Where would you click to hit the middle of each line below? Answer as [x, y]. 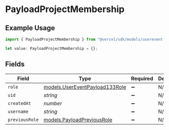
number [53, 103]
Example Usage [30, 28]
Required [142, 78]
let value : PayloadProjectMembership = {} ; [52, 48]
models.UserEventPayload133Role [85, 87]
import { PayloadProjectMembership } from [50, 39]
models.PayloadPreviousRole [78, 119]
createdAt [19, 103]
